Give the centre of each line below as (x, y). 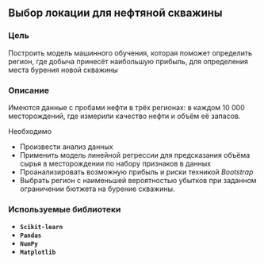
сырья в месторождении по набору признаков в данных (115, 163)
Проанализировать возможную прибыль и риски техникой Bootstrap (136, 172)
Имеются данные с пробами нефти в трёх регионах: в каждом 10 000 (126, 107)
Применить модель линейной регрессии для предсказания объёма (135, 155)
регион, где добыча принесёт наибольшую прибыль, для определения (128, 61)
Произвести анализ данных (66, 147)
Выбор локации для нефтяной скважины (116, 13)
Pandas (31, 236)
